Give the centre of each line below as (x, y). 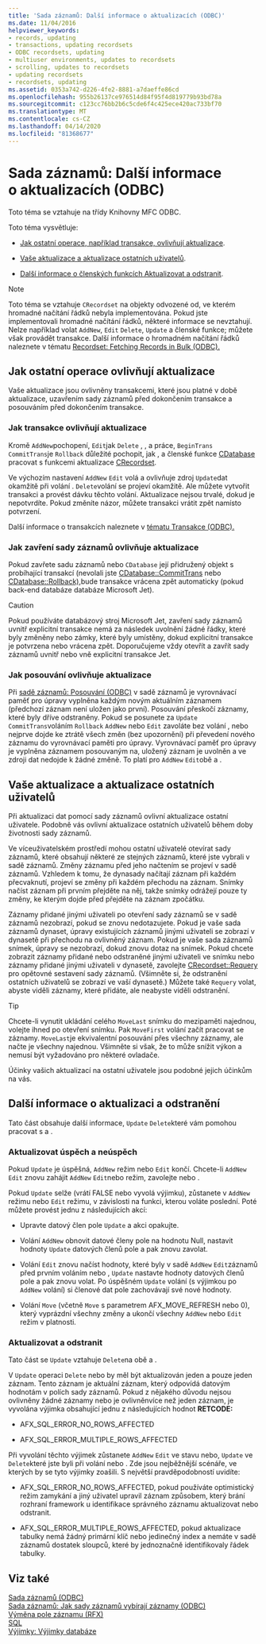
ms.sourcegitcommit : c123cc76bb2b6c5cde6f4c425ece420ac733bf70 (115, 104)
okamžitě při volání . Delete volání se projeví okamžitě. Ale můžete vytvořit (129, 486)
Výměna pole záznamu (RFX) (56, 1615)
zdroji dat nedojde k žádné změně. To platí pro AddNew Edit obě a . (115, 760)
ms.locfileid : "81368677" (51, 133)
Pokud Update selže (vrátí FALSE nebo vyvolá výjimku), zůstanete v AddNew (129, 1193)
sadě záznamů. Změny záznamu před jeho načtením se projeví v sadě (122, 866)
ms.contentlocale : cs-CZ (49, 119)
